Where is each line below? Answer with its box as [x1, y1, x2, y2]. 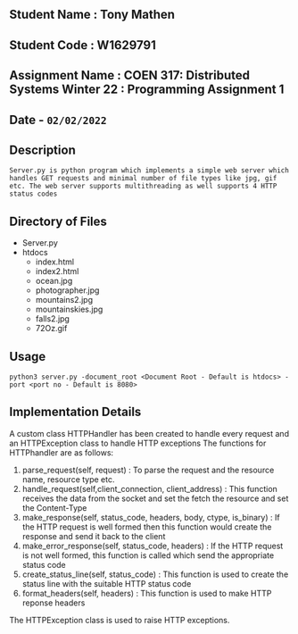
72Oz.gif [35, 323, 68, 334]
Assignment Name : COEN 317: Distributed [9, 68, 250, 83]
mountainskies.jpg [35, 304, 103, 315]
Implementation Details [9, 405, 142, 420]
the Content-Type [21, 502, 87, 513]
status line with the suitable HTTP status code [21, 578, 192, 588]
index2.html [35, 266, 79, 277]
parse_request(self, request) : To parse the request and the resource [21, 464, 275, 475]
